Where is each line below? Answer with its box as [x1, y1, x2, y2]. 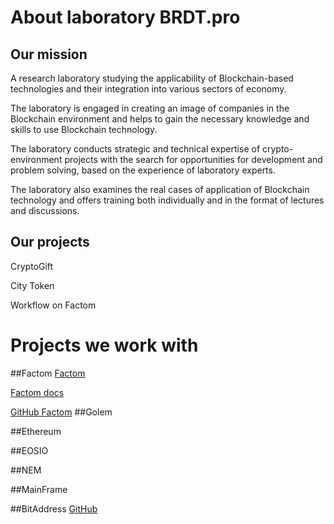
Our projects [10, 234, 90, 251]
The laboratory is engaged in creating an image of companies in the [10, 102, 290, 114]
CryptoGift [10, 260, 54, 272]
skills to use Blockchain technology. [10, 124, 158, 135]
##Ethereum [10, 425, 62, 437]
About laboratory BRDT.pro [10, 6, 241, 29]
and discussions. [10, 205, 80, 216]
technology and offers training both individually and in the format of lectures [10, 194, 325, 206]
